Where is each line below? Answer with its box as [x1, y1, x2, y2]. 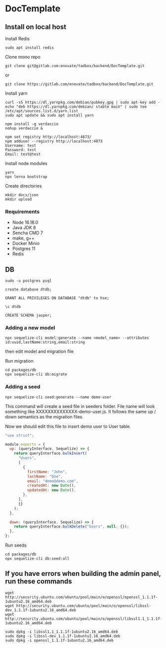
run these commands [5, 577, 73, 586]
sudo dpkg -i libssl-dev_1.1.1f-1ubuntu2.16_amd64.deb [5, 633, 121, 639]
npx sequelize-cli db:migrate [5, 372, 68, 377]
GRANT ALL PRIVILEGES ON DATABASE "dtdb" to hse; [5, 296, 110, 301]
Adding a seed [5, 383, 41, 390]
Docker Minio [12, 241, 40, 246]
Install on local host [5, 23, 67, 31]
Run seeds [5, 542, 27, 548]
